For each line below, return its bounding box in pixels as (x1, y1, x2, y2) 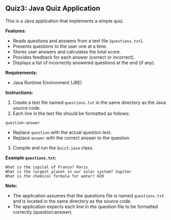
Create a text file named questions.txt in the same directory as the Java (12, 99, 166, 105)
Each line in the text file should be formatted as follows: (12, 110, 130, 116)
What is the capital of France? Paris (5, 164, 88, 170)
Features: (5, 28, 27, 34)
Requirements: (5, 69, 37, 76)
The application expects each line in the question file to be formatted (12, 203, 158, 210)
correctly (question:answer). (12, 209, 73, 215)
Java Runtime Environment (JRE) (12, 79, 82, 85)
